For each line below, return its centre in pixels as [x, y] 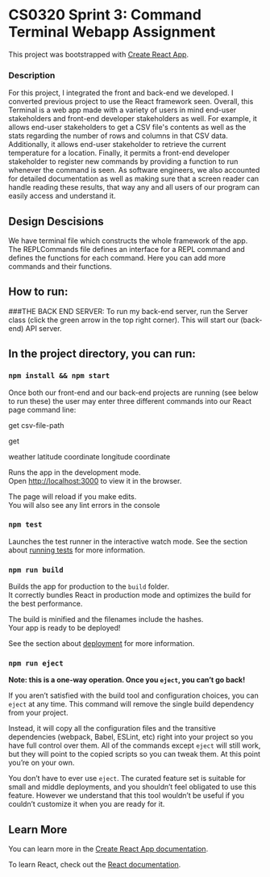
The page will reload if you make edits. [73, 496]
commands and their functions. [60, 266]
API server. [44, 328]
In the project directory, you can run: [102, 354]
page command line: [42, 409]
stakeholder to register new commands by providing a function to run [123, 162]
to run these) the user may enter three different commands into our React [130, 401]
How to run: [38, 292]
